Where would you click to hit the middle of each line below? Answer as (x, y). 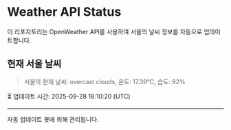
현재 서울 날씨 (34, 64)
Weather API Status (64, 12)
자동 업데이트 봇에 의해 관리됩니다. (53, 119)
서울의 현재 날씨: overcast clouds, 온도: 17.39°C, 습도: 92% (104, 81)
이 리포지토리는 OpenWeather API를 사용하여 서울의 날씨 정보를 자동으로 (105, 31)
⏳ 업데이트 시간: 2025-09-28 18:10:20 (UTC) (69, 96)
